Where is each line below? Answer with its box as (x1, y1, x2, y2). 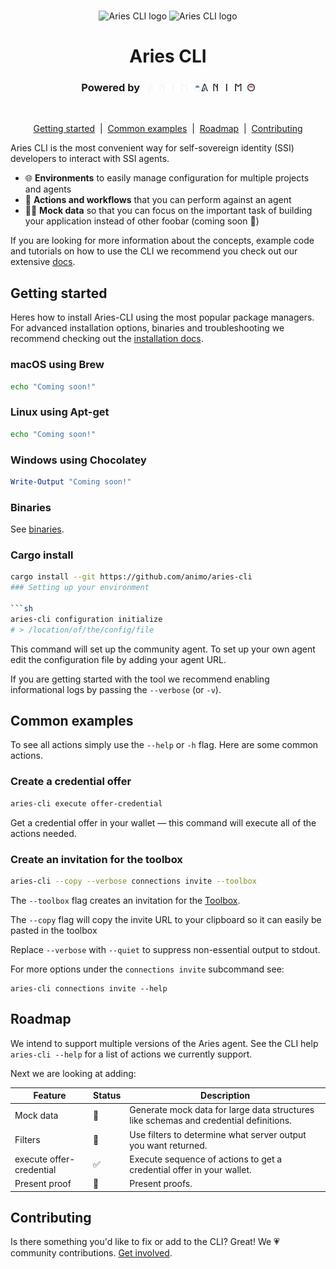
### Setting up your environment (10, 583, 150, 593)
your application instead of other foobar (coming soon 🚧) (24, 215, 260, 227)
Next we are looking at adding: (10, 1067, 137, 1079)
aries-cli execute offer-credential (10, 798, 163, 809)
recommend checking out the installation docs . (10, 333, 204, 345)
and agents (24, 183, 72, 195)
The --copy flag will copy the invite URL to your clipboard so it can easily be (10, 913, 322, 925)
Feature (33, 1090, 67, 1102)
